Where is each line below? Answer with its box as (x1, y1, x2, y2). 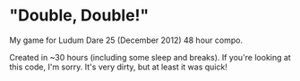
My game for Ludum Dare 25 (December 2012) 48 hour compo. (9, 35, 244, 45)
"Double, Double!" (9, 5, 150, 26)
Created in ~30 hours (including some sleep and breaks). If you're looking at (9, 52, 291, 62)
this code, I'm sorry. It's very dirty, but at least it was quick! (9, 61, 228, 72)
